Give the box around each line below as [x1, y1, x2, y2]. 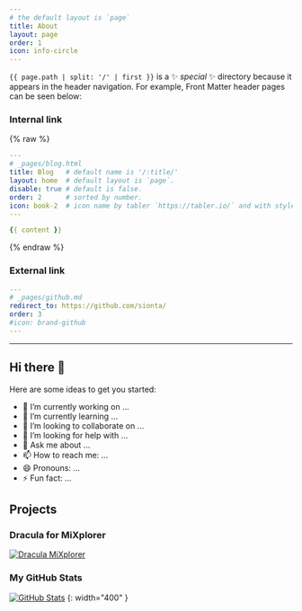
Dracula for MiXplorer [9, 528, 106, 541]
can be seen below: [9, 91, 83, 102]
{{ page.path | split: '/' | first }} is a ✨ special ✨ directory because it [9, 71, 292, 82]
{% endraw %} [9, 242, 65, 252]
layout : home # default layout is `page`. [9, 176, 175, 185]
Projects [9, 502, 58, 518]
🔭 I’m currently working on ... [22, 401, 129, 412]
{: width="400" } [67, 592, 129, 603]
